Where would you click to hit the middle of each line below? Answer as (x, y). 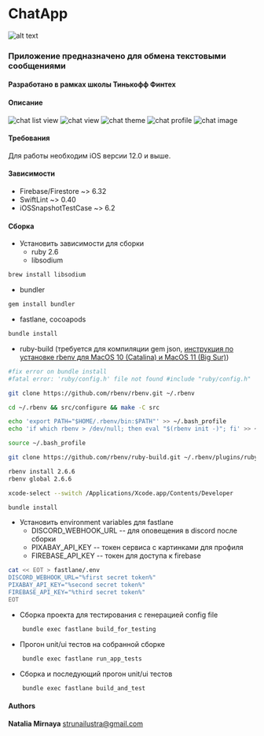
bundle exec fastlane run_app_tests (82, 659)
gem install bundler (42, 304)
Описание (26, 102)
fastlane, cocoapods (53, 319)
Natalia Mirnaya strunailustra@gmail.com (76, 723)
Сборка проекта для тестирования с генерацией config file (119, 615)
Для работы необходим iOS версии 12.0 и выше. (90, 155)
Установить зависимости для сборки (82, 243)
